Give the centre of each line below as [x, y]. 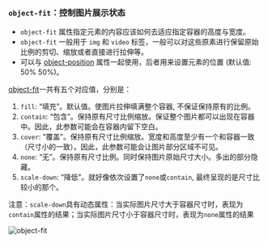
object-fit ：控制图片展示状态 [67, 12]
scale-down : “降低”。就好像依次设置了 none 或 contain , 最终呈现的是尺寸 [136, 177]
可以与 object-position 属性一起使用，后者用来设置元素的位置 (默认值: [136, 62]
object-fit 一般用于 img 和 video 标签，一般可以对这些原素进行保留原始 [139, 42]
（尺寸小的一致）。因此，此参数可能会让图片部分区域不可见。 [121, 147]
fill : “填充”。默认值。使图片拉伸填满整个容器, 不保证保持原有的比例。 [137, 107]
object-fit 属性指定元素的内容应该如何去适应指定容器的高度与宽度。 [135, 32]
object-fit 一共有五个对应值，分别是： [70, 90]
